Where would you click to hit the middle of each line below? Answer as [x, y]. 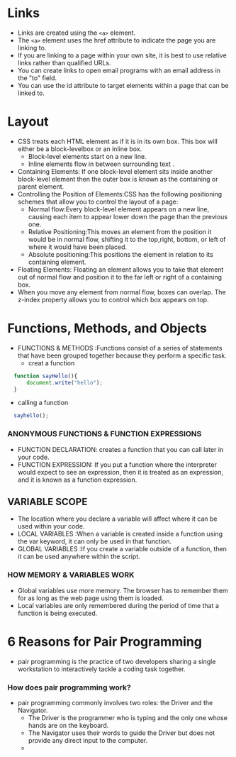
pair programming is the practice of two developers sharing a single [117, 661]
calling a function [43, 403]
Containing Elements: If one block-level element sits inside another [115, 171]
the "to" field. [37, 78]
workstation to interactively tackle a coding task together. [101, 669]
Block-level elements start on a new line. [87, 156]
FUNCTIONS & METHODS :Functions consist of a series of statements [120, 348]
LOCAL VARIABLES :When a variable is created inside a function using [120, 534]
